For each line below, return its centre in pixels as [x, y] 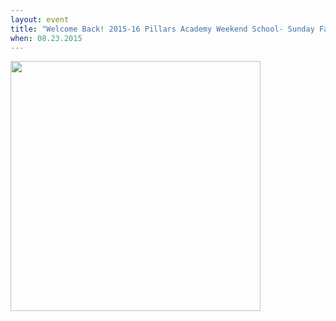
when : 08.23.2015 [46, 38]
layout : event [40, 19]
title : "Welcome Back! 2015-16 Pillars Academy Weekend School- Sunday [162, 29]
